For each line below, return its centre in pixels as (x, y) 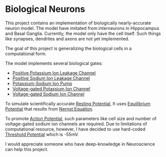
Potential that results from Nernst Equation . (49, 109)
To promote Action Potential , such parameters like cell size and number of (81, 118)
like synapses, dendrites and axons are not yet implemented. (67, 39)
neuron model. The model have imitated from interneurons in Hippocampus (82, 28)
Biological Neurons (45, 9)
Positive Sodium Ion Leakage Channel (51, 78)
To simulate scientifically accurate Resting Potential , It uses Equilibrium (78, 103)
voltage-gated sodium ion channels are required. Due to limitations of (76, 124)
